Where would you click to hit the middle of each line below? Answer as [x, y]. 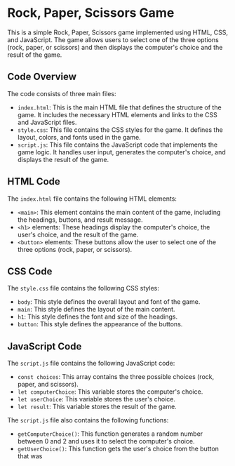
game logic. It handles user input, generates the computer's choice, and [121, 152]
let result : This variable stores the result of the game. [97, 407]
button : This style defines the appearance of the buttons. [100, 324]
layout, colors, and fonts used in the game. [79, 137]
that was [30, 456]
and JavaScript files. [47, 122]
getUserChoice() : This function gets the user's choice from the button [118, 449]
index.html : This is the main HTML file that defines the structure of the [120, 107]
